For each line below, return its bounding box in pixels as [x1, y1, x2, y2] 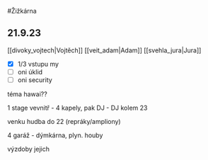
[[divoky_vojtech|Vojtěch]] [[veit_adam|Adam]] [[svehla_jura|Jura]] [7, 46, 202, 55]
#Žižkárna [7, 7, 37, 15]
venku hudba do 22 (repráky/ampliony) [7, 118, 122, 125]
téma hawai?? [7, 90, 47, 98]
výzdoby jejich [7, 145, 50, 153]
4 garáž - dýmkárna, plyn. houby [7, 131, 103, 139]
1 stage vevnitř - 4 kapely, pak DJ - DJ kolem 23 [7, 103, 148, 112]
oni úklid [17, 67, 43, 76]
